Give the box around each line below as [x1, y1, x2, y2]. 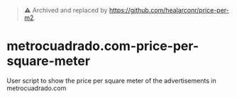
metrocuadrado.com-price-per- [6, 38, 199, 54]
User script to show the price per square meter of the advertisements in [6, 76, 217, 85]
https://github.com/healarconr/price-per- [109, 6, 230, 14]
